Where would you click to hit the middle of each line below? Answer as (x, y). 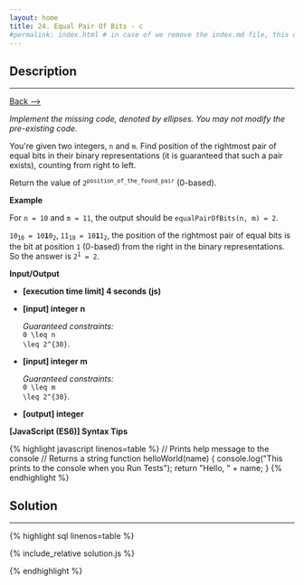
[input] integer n (54, 308)
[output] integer (53, 413)
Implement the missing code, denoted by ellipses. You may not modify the (147, 119)
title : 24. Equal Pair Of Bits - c (76, 26)
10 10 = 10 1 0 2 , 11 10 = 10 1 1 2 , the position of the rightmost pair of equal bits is (150, 236)
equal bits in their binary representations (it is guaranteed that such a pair (146, 156)
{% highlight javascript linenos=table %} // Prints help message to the (139, 448)
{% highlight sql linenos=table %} (72, 536)
